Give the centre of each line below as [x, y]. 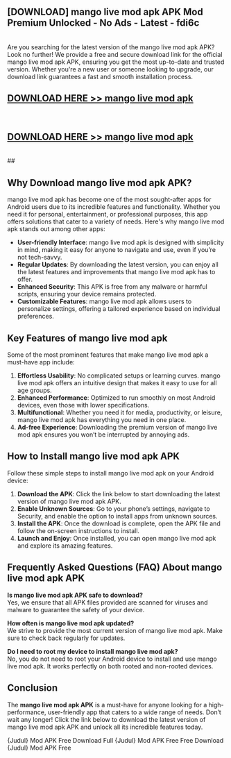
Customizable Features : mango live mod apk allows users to [104, 301]
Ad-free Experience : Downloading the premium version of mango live [117, 428]
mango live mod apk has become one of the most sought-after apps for [109, 200]
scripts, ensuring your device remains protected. [87, 294]
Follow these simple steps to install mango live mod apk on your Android [110, 473]
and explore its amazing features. [65, 546]
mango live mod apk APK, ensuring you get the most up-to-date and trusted [116, 62]
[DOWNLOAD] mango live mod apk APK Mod [105, 12]
